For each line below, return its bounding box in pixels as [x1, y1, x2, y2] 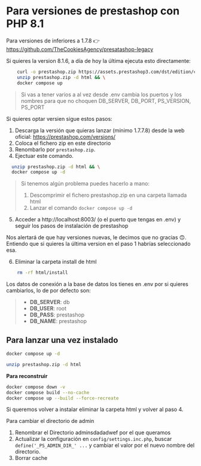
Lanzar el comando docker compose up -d [29, 205, 133, 212]
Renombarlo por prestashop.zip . [14, 145, 96, 153]
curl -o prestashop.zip [17, 69, 77, 75]
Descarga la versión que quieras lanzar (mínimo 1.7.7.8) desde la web [14, 127, 185, 134]
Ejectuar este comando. [14, 152, 74, 159]
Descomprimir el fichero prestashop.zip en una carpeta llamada [29, 191, 187, 199]
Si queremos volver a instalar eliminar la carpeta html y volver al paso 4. [6, 406, 184, 413]
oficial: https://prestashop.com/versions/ [14, 133, 115, 140]
